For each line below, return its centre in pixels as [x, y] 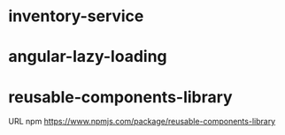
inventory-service [76, 16]
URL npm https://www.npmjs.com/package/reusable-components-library [142, 122]
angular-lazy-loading [88, 57]
